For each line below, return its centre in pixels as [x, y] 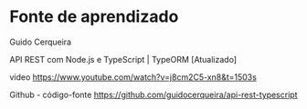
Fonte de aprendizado [94, 17]
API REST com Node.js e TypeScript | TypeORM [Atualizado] [123, 59]
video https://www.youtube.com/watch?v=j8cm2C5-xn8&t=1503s [133, 77]
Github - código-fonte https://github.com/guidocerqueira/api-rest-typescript [153, 94]
